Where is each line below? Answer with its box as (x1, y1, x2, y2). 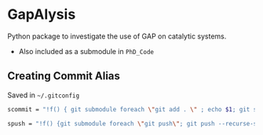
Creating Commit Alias (7, 69, 121, 83)
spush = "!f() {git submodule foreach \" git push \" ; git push (7, 119, 215, 127)
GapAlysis (7, 5, 76, 24)
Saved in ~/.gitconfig (7, 90, 80, 100)
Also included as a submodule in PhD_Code (18, 46, 155, 56)
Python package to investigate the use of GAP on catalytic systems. (7, 31, 227, 41)
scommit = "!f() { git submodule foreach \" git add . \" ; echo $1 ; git (7, 105, 250, 113)
